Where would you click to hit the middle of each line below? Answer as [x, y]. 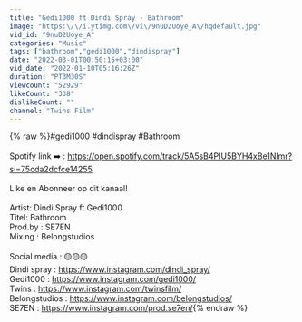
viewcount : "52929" [46, 85]
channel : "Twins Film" [52, 111]
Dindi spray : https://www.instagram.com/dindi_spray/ [110, 269]
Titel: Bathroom [38, 218]
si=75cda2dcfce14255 [51, 170]
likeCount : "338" [42, 93]
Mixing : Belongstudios [52, 237]
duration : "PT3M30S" [49, 77]
